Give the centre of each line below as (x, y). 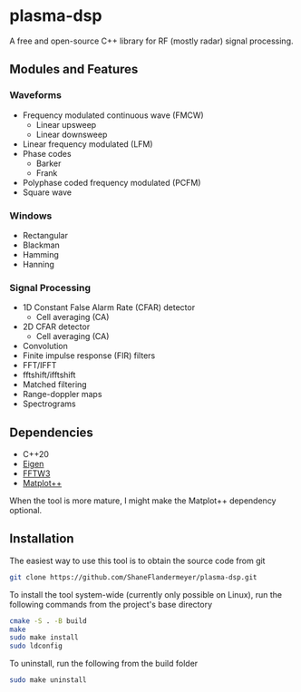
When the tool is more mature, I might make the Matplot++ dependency (143, 501)
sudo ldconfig (36, 646)
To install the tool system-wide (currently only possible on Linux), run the (146, 594)
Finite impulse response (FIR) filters (89, 356)
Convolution (45, 346)
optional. (26, 511)
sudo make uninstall (49, 680)
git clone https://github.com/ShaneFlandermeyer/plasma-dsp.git (133, 577)
